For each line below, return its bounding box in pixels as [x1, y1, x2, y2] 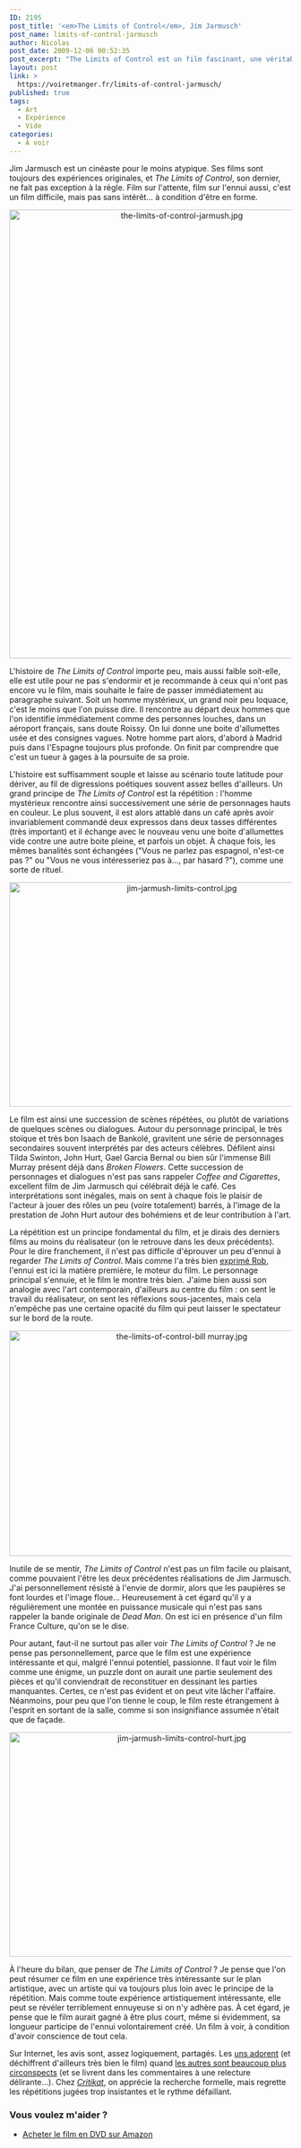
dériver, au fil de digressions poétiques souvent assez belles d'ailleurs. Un [9, 778, 284, 789]
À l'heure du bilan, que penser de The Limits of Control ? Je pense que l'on [9, 1963, 287, 1975]
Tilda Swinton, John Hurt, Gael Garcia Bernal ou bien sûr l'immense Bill [9, 1152, 271, 1162]
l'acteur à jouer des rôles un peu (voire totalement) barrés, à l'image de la [9, 1199, 280, 1210]
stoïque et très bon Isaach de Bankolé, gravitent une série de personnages [9, 1133, 285, 1144]
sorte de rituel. [9, 864, 64, 875]
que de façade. [9, 1714, 65, 1724]
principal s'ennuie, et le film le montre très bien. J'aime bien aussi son [9, 1274, 267, 1284]
